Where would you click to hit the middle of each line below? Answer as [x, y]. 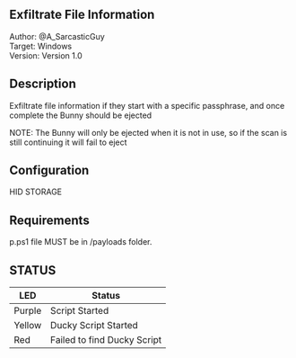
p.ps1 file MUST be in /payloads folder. [81, 242]
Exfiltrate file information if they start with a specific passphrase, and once [147, 105]
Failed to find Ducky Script [106, 340]
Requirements [49, 220]
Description [43, 84]
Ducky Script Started [95, 326]
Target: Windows [41, 46]
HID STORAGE [36, 192]
